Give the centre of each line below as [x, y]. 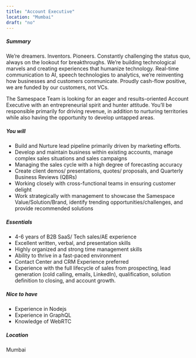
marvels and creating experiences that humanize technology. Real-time [93, 69]
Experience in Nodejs [40, 309]
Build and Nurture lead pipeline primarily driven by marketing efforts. [98, 146]
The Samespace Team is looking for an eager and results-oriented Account [97, 99]
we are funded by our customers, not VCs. [57, 87]
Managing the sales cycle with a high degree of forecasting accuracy [98, 165]
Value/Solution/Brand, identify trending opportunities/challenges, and [99, 202]
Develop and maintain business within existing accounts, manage [94, 152]
